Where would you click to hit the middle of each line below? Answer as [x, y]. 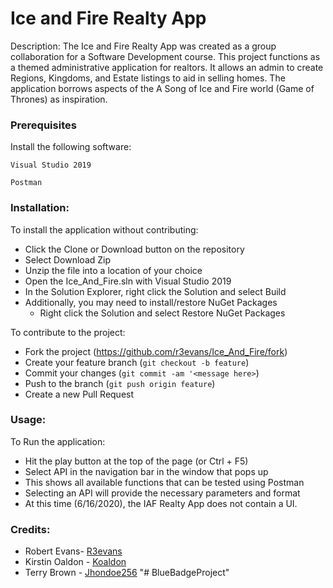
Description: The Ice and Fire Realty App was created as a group [143, 46]
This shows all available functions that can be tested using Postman [164, 482]
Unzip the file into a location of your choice [113, 270]
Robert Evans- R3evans [73, 551]
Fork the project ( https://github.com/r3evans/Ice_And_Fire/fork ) [156, 351]
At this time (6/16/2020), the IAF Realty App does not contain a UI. [161, 503]
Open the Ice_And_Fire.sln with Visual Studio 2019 [128, 281]
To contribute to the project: [68, 332]
